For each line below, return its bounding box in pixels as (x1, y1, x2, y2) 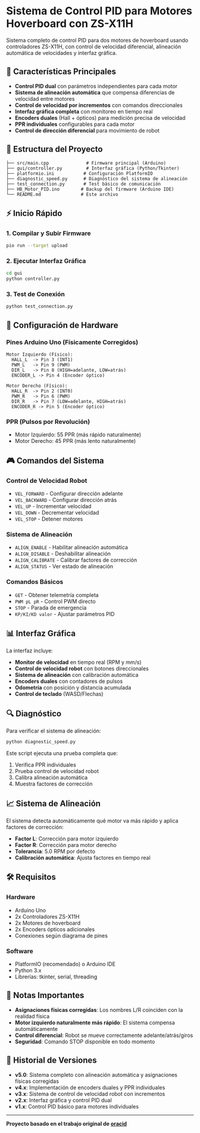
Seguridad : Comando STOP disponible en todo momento (14, 1037, 155, 1045)
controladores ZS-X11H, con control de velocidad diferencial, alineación (6, 43, 182, 50)
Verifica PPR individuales (14, 761, 76, 768)
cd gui (6, 270, 23, 276)
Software (6, 947, 34, 955)
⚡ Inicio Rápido (6, 208, 62, 218)
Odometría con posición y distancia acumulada (14, 684, 132, 691)
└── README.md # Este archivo (6, 191, 118, 198)
